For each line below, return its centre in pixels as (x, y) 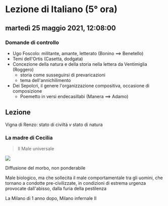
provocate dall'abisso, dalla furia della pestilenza (56, 188)
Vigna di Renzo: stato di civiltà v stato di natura (54, 125)
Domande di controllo (32, 43)
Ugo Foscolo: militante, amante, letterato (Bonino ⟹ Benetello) (78, 53)
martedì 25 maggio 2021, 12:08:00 (61, 28)
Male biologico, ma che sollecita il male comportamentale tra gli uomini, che (84, 178)
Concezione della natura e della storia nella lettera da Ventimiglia (80, 64)
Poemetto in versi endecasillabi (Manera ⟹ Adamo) (74, 96)
